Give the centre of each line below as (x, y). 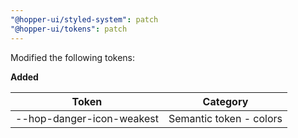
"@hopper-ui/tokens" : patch (69, 29)
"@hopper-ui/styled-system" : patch (84, 19)
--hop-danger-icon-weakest (87, 118)
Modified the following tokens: (73, 57)
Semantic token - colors (225, 118)
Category (225, 101)
